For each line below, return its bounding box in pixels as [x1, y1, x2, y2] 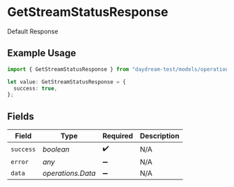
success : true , [13, 85, 58, 92]
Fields [7, 111, 35, 122]
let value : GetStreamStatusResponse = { [7, 78, 127, 86]
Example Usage [7, 47, 77, 59]
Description [139, 131, 180, 141]
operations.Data [42, 168, 96, 178]
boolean [42, 144, 70, 154]
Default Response [7, 27, 58, 35]
